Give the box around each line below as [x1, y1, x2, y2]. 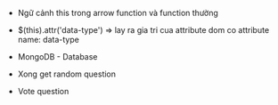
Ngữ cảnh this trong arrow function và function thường [17, 8, 218, 18]
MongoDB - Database [17, 52, 98, 61]
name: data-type [17, 35, 80, 44]
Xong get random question [17, 69, 117, 79]
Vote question [17, 86, 69, 96]
